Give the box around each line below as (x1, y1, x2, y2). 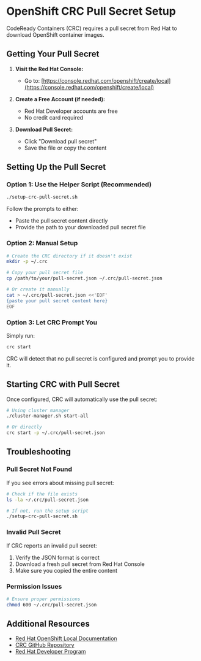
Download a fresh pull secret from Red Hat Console (15, 560, 145, 568)
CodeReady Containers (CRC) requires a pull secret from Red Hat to (6, 25, 177, 32)
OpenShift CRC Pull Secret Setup (6, 4, 176, 18)
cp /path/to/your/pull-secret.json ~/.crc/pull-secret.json (6, 275, 163, 281)
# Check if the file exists (6, 491, 78, 497)
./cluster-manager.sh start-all (6, 413, 89, 419)
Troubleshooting (6, 446, 71, 457)
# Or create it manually (6, 286, 70, 292)
